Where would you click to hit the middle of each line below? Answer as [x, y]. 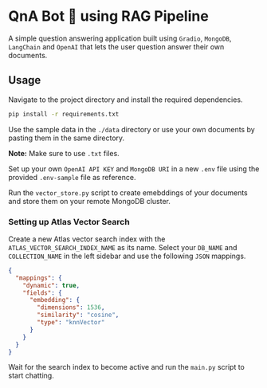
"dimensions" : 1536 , [71, 308]
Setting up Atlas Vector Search [69, 221]
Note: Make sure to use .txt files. [64, 153]
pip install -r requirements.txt [64, 114]
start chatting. [31, 376]
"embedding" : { [55, 300]
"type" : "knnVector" [71, 323]
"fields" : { [42, 293]
